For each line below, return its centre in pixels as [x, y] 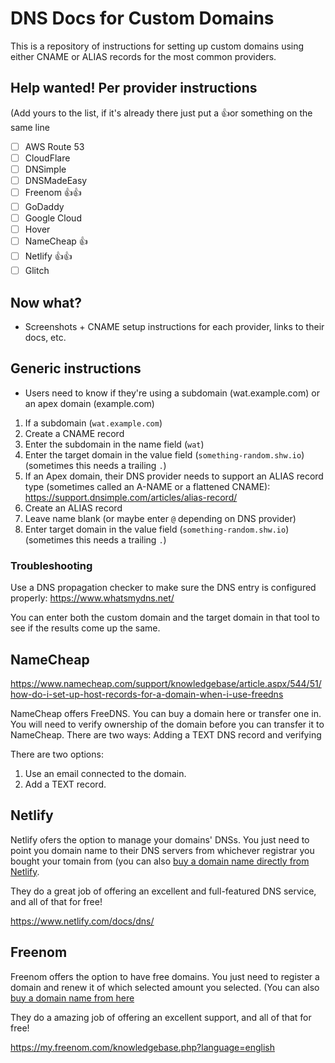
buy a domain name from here [72, 998]
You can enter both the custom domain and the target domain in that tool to [165, 618]
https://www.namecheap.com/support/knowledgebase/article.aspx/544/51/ [166, 683]
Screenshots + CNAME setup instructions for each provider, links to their [174, 327]
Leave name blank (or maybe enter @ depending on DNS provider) [160, 518]
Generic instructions [76, 368]
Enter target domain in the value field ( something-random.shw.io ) [157, 529]
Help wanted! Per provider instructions [134, 88]
